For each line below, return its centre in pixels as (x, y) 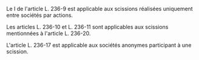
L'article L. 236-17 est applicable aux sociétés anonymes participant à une (99, 45)
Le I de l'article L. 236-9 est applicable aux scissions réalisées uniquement (99, 9)
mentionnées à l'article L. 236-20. (49, 33)
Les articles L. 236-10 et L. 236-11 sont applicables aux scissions (87, 27)
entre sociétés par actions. (40, 15)
